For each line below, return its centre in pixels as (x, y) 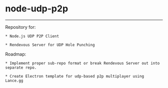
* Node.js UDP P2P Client (32, 36)
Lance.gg (14, 81)
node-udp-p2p (37, 9)
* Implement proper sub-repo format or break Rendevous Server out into (82, 63)
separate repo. (21, 68)
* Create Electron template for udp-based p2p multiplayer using (74, 76)
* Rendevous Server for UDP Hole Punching (50, 45)
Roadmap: (16, 54)
